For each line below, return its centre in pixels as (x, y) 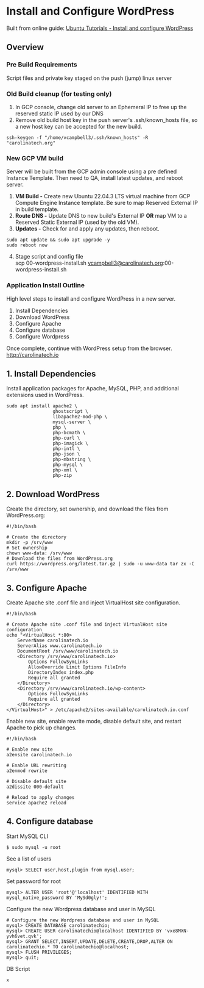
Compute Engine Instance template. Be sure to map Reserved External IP (107, 203)
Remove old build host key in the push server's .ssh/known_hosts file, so (106, 120)
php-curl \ (66, 438)
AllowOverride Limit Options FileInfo (77, 667)
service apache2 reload (37, 803)
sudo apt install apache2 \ (42, 406)
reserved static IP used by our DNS (59, 113)
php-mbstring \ (72, 460)
